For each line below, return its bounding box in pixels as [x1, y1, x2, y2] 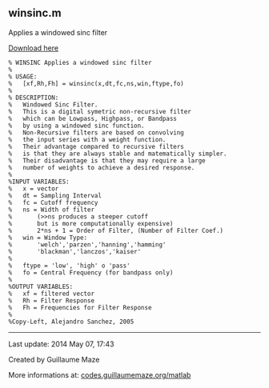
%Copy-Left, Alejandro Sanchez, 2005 [8, 318, 134, 326]
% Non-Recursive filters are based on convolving [8, 128, 184, 137]
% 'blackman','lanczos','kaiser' [8, 247, 142, 255]
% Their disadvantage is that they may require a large [8, 156, 206, 165]
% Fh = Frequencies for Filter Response [8, 303, 152, 311]
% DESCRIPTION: [8, 94, 59, 102]
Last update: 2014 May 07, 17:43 [8, 339, 114, 349]
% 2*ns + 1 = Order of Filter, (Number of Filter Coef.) [8, 226, 224, 234]
